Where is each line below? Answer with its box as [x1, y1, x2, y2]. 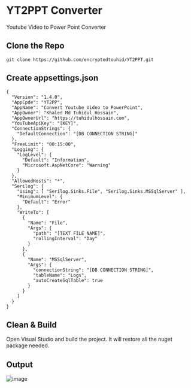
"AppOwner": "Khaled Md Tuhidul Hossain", [11, 110, 119, 116]
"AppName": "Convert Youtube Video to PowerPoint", [11, 104, 144, 111]
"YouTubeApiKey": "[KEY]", [11, 120, 79, 126]
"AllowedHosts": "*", [11, 178, 66, 184]
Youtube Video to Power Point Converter [6, 23, 107, 31]
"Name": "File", [28, 220, 68, 226]
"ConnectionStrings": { [11, 125, 71, 132]
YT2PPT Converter [6, 4, 103, 17]
